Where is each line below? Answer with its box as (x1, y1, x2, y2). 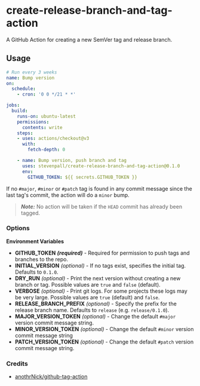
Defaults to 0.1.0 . (14, 268, 59, 275)
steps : (17, 130, 33, 136)
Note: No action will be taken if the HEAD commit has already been (20, 203, 183, 210)
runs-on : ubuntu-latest (17, 113, 76, 120)
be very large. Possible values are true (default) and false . (14, 293, 160, 301)
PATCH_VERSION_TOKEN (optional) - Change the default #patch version (14, 338, 194, 345)
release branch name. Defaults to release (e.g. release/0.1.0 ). (14, 306, 170, 314)
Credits (6, 359, 28, 367)
